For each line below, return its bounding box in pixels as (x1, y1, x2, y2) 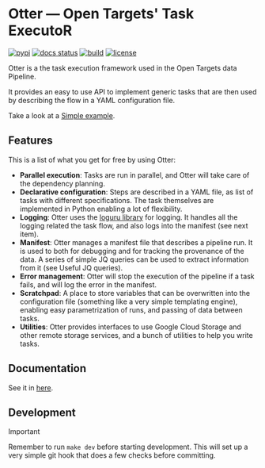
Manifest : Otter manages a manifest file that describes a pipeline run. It (19, 237, 253, 247)
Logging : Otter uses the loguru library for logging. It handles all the (19, 212, 238, 222)
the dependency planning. (19, 178, 105, 188)
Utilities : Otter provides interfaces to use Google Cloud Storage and (19, 322, 241, 332)
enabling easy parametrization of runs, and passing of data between (19, 305, 243, 314)
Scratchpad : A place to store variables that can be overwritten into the (19, 288, 251, 297)
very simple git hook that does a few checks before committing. (8, 451, 216, 460)
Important (8, 427, 40, 436)
